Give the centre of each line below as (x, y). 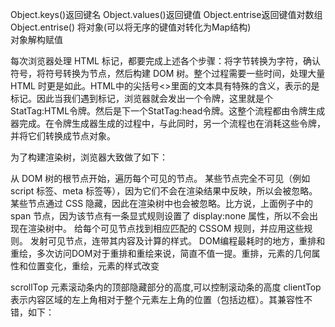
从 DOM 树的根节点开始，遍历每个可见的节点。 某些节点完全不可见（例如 (160, 178)
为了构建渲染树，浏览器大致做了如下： (89, 157)
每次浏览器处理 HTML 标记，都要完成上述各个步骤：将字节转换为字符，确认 (165, 61)
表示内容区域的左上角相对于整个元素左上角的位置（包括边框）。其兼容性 (157, 299)
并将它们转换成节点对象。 (63, 136)
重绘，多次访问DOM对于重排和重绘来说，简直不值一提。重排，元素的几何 (161, 253)
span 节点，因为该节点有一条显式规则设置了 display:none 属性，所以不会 (160, 216)
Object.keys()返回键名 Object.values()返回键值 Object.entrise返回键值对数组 (166, 14)
